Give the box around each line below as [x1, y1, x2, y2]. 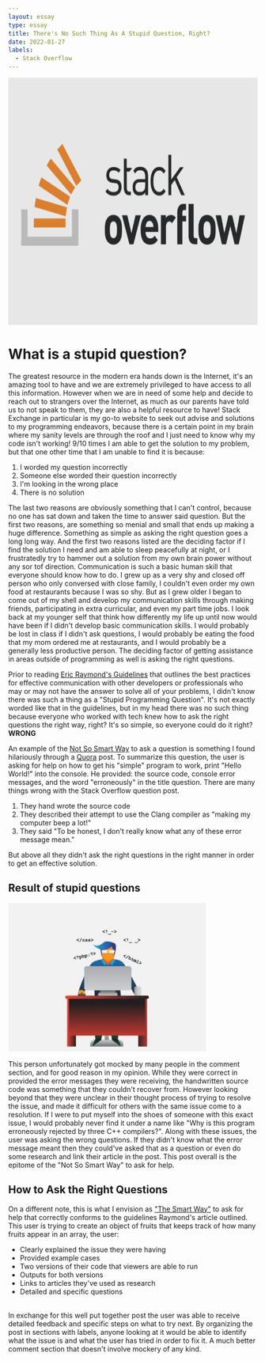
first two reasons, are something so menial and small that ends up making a [8, 519, 255, 529]
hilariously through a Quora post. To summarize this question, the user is [8, 752, 245, 761]
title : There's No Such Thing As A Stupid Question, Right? [8, 29, 211, 37]
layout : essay [8, 13, 55, 21]
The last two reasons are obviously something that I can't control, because [8, 502, 252, 512]
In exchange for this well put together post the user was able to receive [8, 1310, 240, 1320]
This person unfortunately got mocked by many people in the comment [8, 1059, 240, 1068]
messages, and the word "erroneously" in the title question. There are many [8, 777, 256, 787]
